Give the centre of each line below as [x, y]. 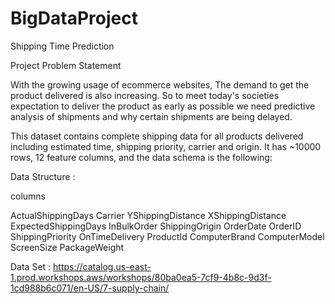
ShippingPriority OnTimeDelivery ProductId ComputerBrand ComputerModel [167, 236]
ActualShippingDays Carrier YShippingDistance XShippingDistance [148, 215]
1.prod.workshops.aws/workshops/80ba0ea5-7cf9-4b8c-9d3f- [141, 277]
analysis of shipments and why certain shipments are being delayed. [151, 116]
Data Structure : [43, 176]
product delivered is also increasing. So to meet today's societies [145, 95]
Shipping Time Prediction [62, 46]
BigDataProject [74, 18]
